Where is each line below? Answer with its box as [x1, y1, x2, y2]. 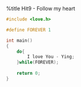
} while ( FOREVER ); [16, 59, 59, 65]
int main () [6, 38, 33, 43]
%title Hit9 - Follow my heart [6, 5, 75, 12]
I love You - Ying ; [27, 54, 75, 60]
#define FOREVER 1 [6, 26, 51, 33]
